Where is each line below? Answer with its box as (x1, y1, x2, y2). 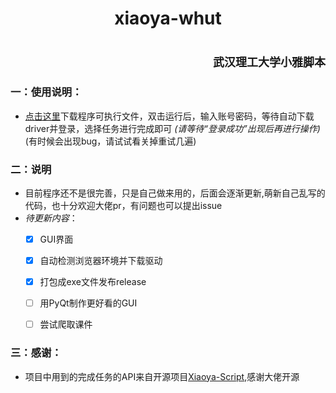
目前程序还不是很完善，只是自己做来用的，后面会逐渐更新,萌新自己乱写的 (24, 187, 326, 199)
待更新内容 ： (24, 212, 78, 224)
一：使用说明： (10, 85, 83, 99)
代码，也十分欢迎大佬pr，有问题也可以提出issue (24, 199, 223, 211)
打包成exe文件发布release (39, 276, 147, 288)
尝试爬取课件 (39, 318, 93, 331)
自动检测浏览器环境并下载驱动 (39, 255, 163, 267)
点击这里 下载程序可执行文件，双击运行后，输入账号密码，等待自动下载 (24, 110, 315, 122)
